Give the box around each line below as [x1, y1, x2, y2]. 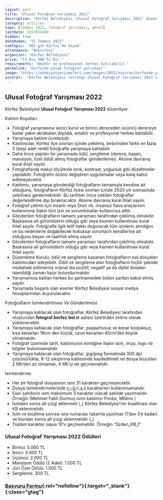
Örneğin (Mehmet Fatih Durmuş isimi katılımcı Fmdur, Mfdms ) [12, 395, 136, 401]
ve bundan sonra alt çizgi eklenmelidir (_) [12, 416, 95, 422]
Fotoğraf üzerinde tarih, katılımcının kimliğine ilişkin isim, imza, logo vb [12, 340, 153, 346]
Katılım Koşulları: [5, 115, 38, 121]
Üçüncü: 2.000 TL [12, 455, 49, 461]
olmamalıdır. [12, 335, 37, 341]
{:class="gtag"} [5, 488, 44, 495]
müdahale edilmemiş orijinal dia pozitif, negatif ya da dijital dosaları [12, 264, 146, 270]
